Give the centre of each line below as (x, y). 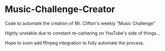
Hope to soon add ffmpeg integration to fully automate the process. (74, 43)
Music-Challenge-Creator (60, 9)
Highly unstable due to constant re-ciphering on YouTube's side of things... (82, 33)
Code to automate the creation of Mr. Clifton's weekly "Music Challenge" (80, 23)
